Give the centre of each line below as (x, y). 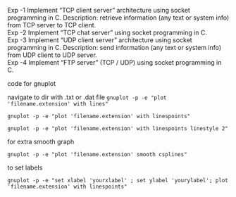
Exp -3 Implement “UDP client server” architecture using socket (100, 40)
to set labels (25, 167)
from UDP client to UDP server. (52, 55)
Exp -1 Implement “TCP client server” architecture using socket (99, 10)
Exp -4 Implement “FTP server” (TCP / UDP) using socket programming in (114, 62)
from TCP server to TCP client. (52, 25)
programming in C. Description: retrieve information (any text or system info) (118, 18)
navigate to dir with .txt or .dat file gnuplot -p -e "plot (87, 97)
